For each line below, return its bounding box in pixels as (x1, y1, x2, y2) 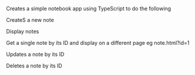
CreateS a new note (6, 17, 54, 23)
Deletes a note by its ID (6, 62, 62, 69)
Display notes (6, 28, 39, 35)
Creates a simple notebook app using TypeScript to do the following (6, 5, 171, 12)
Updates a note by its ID (6, 51, 65, 58)
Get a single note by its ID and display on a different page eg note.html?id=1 (6, 40, 190, 46)
